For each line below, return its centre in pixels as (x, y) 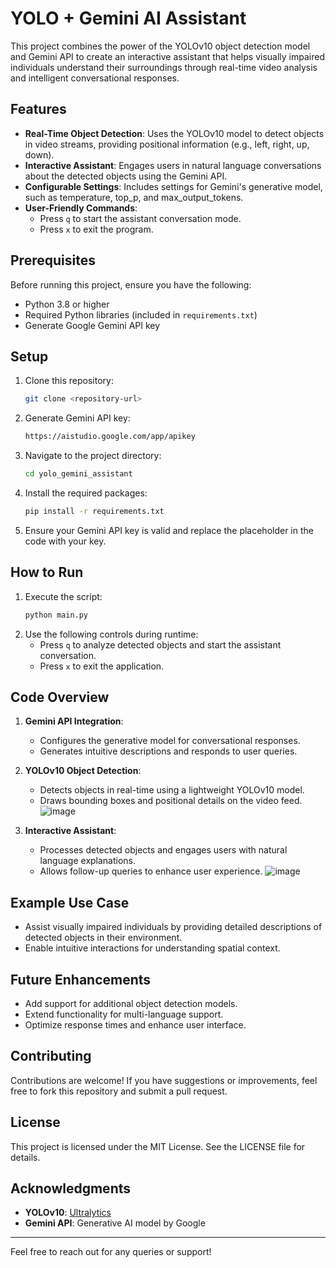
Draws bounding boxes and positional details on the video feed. (171, 801)
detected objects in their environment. (103, 938)
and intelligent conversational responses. (95, 78)
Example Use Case (70, 902)
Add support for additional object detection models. (131, 1003)
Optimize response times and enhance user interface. (135, 1025)
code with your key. (65, 541)
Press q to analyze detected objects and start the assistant (160, 644)
